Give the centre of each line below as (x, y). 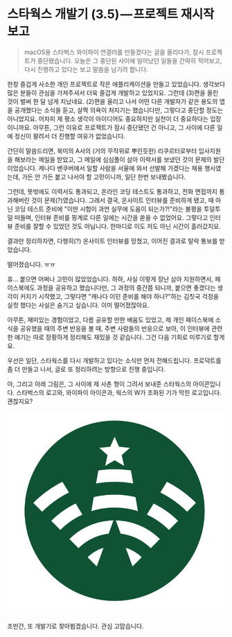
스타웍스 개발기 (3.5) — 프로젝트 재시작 (111, 14)
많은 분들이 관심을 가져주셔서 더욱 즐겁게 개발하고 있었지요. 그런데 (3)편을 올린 (113, 93)
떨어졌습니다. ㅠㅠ (32, 264)
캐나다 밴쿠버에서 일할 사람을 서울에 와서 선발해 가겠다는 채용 (121, 168)
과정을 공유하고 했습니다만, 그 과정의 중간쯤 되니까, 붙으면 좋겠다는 (126, 288)
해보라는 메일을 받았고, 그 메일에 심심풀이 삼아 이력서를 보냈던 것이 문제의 (113, 159)
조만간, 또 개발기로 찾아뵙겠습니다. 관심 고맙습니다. (75, 626)
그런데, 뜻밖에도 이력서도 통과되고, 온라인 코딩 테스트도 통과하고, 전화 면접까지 (113, 191)
